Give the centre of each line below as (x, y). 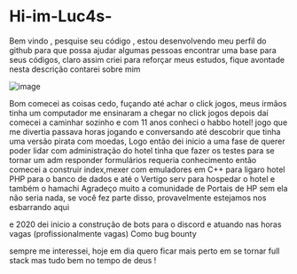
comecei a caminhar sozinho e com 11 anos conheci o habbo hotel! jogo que (148, 122)
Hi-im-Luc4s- (61, 16)
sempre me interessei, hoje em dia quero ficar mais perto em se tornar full (145, 251)
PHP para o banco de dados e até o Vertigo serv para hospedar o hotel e (142, 178)
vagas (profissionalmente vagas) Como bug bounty (103, 233)
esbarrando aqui (39, 207)
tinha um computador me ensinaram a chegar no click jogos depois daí (139, 113)
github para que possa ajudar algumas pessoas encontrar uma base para (143, 50)
